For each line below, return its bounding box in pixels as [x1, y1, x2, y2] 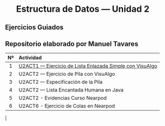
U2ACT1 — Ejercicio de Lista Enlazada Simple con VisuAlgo [19, 63, 158, 69]
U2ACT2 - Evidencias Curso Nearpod [19, 94, 107, 101]
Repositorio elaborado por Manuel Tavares [5, 39, 139, 48]
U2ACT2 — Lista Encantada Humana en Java [19, 87, 124, 94]
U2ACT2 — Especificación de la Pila [19, 79, 102, 86]
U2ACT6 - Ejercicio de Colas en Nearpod [19, 102, 115, 109]
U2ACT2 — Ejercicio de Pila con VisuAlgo [19, 70, 115, 77]
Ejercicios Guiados [5, 23, 64, 31]
